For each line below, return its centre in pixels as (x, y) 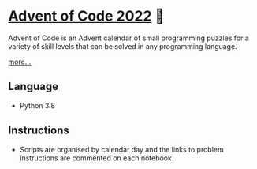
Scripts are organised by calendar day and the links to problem (121, 149)
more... (20, 62)
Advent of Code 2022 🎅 (86, 16)
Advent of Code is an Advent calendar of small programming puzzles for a (129, 38)
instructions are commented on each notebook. (97, 158)
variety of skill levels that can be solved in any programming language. (123, 46)
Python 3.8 (37, 105)
